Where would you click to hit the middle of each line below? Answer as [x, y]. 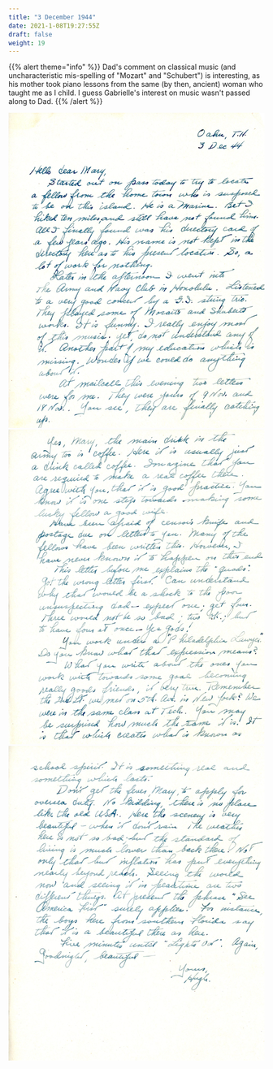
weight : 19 [27, 43]
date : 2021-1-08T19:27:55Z [54, 26]
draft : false [30, 34]
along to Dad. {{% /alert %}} [56, 102]
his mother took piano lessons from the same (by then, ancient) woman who [136, 84]
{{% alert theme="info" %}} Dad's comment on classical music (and [122, 67]
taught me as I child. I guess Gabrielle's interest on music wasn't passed [129, 93]
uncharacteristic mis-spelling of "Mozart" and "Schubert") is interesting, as [134, 76]
